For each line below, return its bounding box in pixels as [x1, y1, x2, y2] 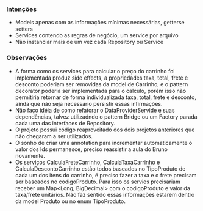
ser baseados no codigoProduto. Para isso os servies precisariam [15, 178, 181, 185]
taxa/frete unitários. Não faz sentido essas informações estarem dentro [15, 191, 195, 198]
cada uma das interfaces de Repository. [15, 119, 116, 127]
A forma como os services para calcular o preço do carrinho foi [15, 67, 175, 75]
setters [15, 25, 34, 32]
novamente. [15, 152, 46, 159]
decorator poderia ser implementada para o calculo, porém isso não [15, 87, 187, 94]
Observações [6, 54, 48, 62]
